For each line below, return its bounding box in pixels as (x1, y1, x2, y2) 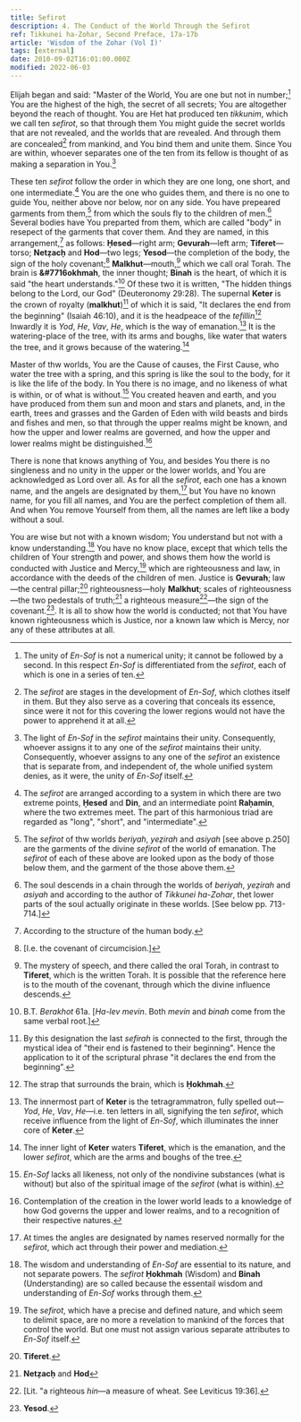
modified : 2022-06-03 (10, 64, 91, 73)
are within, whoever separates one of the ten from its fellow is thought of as (10, 148, 289, 158)
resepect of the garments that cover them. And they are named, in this (10, 227, 269, 237)
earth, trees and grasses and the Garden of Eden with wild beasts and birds (10, 408, 288, 419)
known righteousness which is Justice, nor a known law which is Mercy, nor (10, 615, 289, 625)
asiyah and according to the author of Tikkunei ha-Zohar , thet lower (22, 889, 275, 900)
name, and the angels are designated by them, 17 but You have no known (10, 484, 276, 496)
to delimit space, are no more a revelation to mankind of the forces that (22, 1315, 285, 1325)
